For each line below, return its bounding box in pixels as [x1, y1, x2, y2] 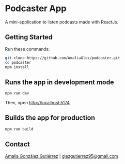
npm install [5, 64, 29, 70]
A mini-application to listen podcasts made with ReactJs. [5, 19, 119, 25]
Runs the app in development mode [5, 78, 114, 86]
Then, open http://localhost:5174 [5, 100, 70, 106]
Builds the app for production [5, 114, 95, 122]
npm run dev [5, 91, 29, 96]
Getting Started [5, 33, 53, 41]
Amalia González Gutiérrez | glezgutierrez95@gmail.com [5, 153, 119, 159]
